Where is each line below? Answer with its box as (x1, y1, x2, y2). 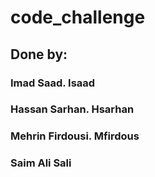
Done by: (10, 46, 68, 63)
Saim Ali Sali (10, 156, 72, 170)
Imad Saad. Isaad (10, 76, 96, 90)
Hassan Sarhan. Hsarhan (10, 102, 135, 116)
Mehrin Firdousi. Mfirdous (10, 129, 140, 143)
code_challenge (10, 6, 146, 29)
